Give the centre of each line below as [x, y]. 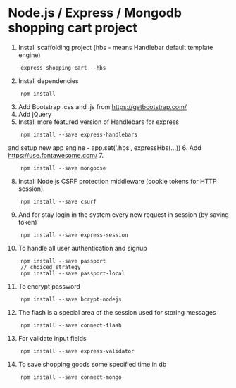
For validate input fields [52, 338]
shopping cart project [73, 28]
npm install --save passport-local [73, 273]
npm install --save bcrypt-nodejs [71, 299]
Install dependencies [49, 81]
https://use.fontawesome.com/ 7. [56, 155]
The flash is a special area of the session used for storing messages [117, 312]
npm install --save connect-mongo [71, 377]
